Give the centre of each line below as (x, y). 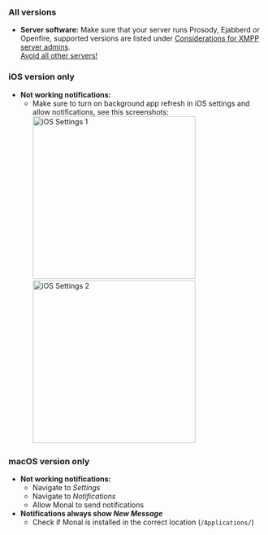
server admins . (45, 47)
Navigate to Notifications (74, 496)
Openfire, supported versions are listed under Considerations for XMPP (140, 38)
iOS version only (41, 77)
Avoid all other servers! (59, 56)
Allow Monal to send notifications (88, 505)
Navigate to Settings (66, 487)
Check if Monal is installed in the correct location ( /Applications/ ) (143, 522)
